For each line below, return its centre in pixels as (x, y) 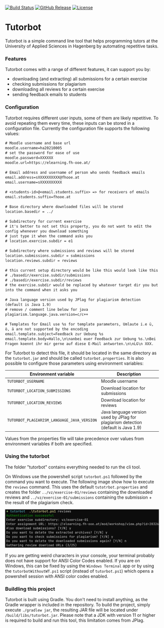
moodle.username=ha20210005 (34, 148)
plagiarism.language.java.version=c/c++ (47, 314)
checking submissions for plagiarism (49, 84)
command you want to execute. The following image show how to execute (80, 482)
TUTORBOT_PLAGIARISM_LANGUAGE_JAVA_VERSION (52, 420)
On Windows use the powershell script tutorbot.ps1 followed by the (74, 476)
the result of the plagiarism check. (40, 502)
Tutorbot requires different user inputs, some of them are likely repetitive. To (82, 118)
